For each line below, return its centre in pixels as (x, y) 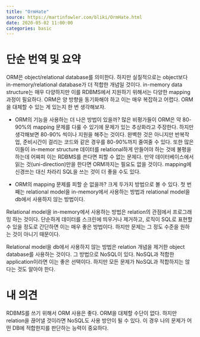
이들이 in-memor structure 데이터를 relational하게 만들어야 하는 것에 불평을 (103, 149)
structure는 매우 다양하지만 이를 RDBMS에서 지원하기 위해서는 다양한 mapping (98, 92)
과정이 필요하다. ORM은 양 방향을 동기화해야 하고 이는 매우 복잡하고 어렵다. (93, 99)
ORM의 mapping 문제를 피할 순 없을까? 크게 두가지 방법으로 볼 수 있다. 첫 (100, 185)
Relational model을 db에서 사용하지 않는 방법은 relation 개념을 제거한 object (96, 247)
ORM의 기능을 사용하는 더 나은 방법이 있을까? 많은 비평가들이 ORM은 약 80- (103, 120)
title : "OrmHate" (28, 12)
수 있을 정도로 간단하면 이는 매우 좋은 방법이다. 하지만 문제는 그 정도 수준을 (93, 227)
